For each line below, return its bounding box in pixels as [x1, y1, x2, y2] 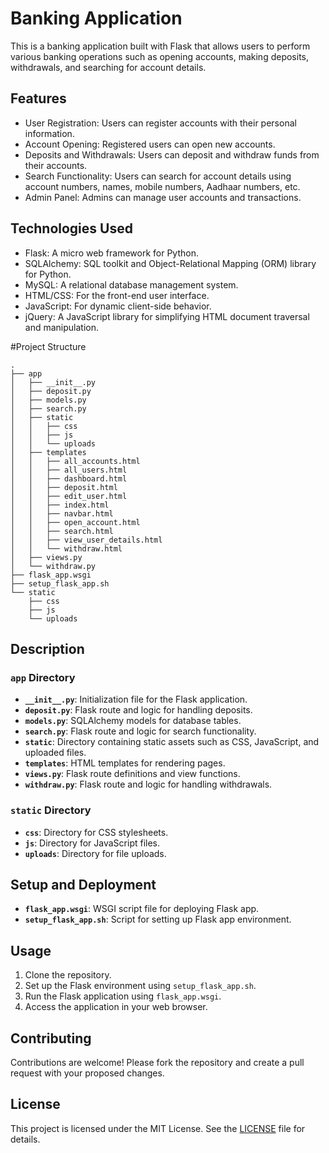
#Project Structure [10, 340, 87, 352]
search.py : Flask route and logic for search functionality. [24, 725, 257, 737]
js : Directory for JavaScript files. [24, 837, 161, 849]
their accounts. [24, 159, 88, 171]
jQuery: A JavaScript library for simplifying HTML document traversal [24, 310, 310, 322]
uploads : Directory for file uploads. [24, 847, 167, 859]
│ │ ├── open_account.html [10, 517, 141, 527]
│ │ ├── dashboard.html [10, 473, 128, 484]
